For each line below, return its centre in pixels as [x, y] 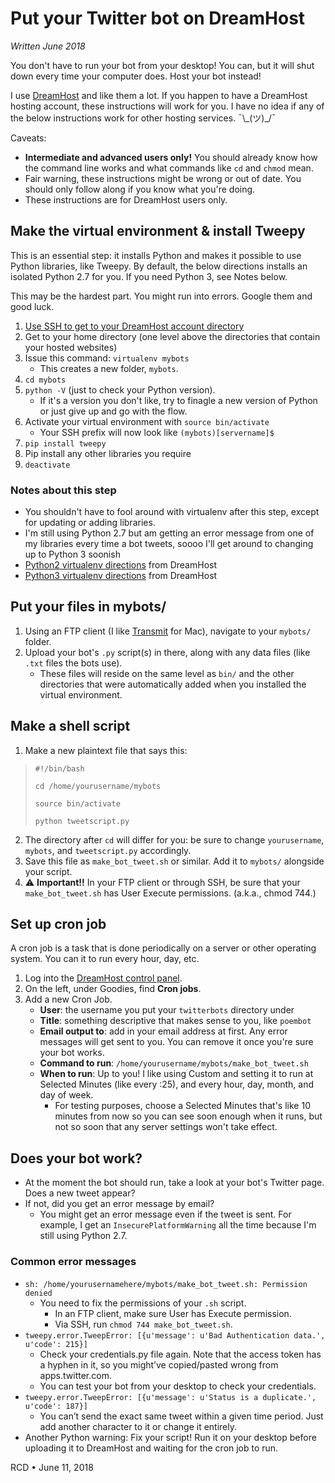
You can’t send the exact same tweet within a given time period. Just [181, 1416]
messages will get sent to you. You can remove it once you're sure [176, 1042]
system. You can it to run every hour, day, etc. [105, 959]
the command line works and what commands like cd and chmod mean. [169, 168]
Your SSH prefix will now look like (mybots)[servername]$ [157, 432]
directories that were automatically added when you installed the [173, 684]
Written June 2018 [48, 46]
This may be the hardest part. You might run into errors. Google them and [161, 296]
